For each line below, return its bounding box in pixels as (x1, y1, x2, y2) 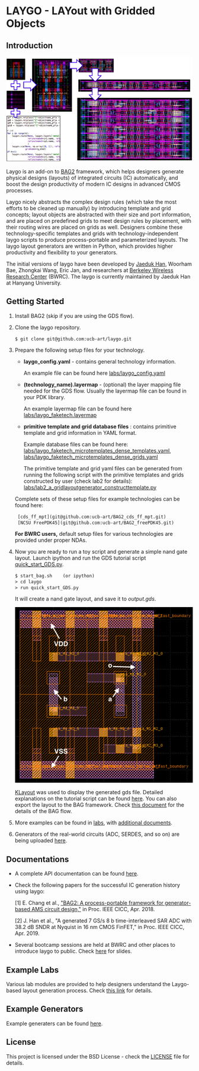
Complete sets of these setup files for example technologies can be (14, 495, 180, 503)
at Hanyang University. (6, 279, 62, 286)
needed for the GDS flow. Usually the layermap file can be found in (23, 387, 187, 394)
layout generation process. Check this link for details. (23, 987, 153, 994)
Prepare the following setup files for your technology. (14, 346, 145, 353)
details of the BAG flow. (14, 808, 72, 815)
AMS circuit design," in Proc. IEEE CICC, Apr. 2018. (31, 906, 155, 913)
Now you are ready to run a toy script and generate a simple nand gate (14, 548, 188, 555)
